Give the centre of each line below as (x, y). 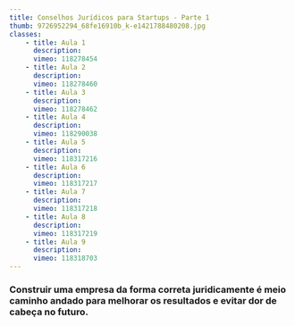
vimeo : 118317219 (65, 233)
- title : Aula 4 (56, 117)
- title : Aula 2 (56, 68)
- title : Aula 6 (56, 167)
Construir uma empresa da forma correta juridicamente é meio (148, 289)
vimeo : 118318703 (65, 259)
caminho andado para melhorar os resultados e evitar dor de (143, 300)
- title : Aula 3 (56, 92)
